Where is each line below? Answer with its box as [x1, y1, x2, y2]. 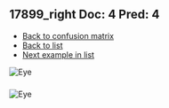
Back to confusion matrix [21, 30, 114, 41]
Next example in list [21, 49, 95, 60]
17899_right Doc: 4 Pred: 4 [9, 7, 160, 22]
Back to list [21, 40, 63, 50]
